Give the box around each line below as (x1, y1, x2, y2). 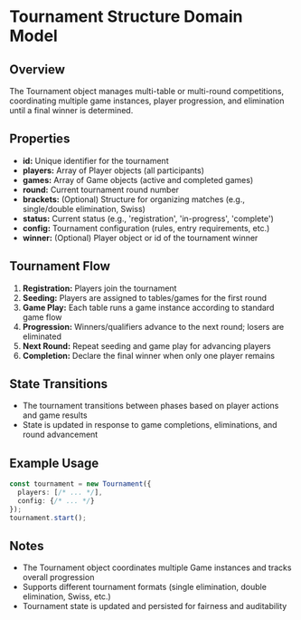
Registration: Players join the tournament (22, 283, 177, 294)
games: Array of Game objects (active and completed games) (22, 174, 254, 185)
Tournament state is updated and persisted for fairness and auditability (22, 601, 287, 612)
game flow (22, 311, 62, 323)
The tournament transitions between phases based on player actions (22, 401, 279, 412)
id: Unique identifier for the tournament (22, 155, 169, 166)
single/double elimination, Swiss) (22, 203, 146, 214)
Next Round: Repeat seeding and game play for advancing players (22, 340, 271, 351)
